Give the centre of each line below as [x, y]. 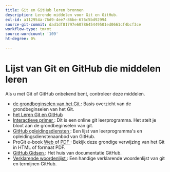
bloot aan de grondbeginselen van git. [53, 125]
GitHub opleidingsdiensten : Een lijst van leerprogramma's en [78, 131]
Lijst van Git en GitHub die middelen [83, 69]
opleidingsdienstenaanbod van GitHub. [54, 136]
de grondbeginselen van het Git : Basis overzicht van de [72, 104]
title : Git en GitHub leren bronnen [44, 10]
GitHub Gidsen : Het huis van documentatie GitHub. [67, 152]
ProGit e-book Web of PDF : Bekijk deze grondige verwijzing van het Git [89, 142]
